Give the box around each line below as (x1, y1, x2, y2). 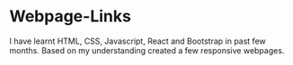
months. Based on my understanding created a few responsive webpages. (9, 45, 285, 55)
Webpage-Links (9, 6, 132, 27)
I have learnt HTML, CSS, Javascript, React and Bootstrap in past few (9, 36, 267, 46)
